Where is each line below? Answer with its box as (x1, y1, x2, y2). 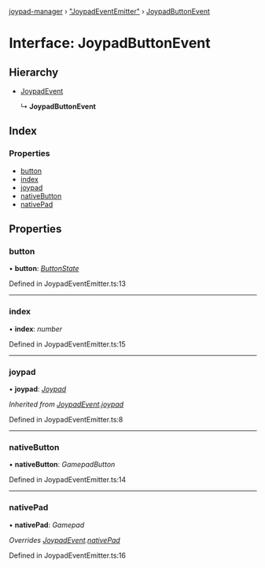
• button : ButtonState (9, 264, 79, 273)
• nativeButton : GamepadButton (9, 460, 116, 470)
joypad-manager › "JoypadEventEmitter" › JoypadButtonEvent (9, 7, 211, 16)
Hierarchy (9, 65, 59, 79)
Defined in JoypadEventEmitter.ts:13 (9, 279, 127, 288)
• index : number (9, 324, 63, 333)
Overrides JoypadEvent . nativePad (9, 535, 120, 544)
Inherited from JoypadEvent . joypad (9, 399, 124, 409)
